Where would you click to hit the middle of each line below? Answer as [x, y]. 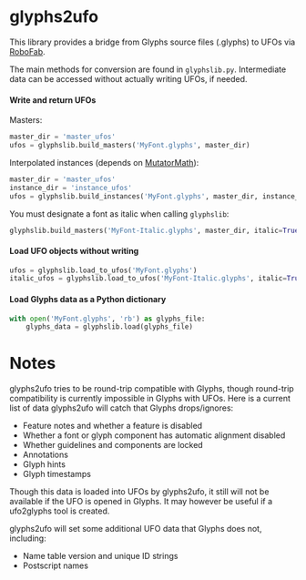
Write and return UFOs [53, 100]
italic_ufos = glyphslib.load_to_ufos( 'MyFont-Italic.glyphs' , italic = [148, 279]
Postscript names [56, 565]
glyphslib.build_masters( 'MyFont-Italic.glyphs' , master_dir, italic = [146, 230]
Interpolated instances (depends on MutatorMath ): [104, 162]
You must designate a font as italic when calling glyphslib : [119, 214]
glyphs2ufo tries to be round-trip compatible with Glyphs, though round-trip [152, 389]
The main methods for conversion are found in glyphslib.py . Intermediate [148, 69]
